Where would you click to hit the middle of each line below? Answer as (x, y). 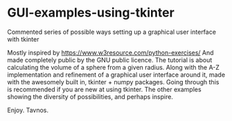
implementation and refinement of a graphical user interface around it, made (116, 75)
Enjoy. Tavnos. (28, 110)
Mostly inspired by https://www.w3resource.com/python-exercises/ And (110, 53)
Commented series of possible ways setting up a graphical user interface (112, 32)
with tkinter (23, 39)
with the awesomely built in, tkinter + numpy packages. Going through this (113, 82)
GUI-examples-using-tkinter (91, 13)
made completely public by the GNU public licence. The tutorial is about (110, 59)
